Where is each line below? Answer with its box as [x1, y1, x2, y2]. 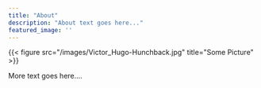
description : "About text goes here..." [8, 19, 144, 27]
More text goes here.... [8, 71, 83, 81]
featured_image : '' [8, 26, 73, 34]
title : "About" [8, 11, 59, 20]
